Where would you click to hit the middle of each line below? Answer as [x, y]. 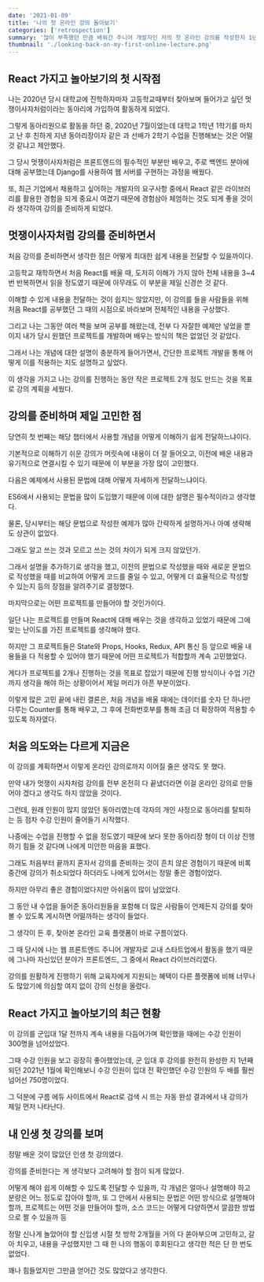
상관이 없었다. [37, 533]
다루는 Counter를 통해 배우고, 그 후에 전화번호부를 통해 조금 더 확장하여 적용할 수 [132, 709]
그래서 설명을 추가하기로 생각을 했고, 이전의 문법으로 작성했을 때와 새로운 [119, 566]
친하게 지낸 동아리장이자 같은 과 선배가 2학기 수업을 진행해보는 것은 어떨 [143, 135]
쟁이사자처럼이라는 [37, 109]
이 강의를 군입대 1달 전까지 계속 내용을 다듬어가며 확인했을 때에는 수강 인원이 [125, 1034]
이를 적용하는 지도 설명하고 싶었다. [75, 362]
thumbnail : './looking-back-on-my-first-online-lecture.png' [110, 45]
